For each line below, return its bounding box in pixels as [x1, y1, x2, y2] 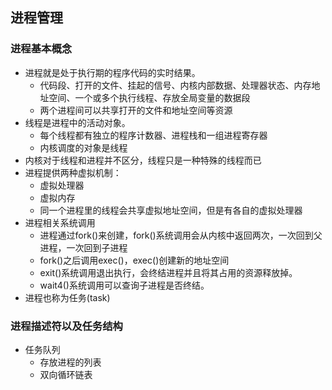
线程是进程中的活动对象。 [24, 116, 131, 128]
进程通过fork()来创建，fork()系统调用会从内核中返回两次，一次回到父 [39, 229, 323, 241]
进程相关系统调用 [24, 216, 96, 228]
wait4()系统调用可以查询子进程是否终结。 [39, 279, 210, 291]
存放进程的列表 [39, 356, 102, 368]
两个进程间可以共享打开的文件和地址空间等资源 [39, 104, 233, 116]
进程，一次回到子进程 [39, 241, 128, 253]
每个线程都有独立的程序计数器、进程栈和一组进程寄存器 [39, 129, 268, 141]
